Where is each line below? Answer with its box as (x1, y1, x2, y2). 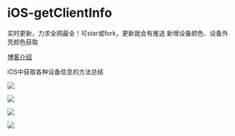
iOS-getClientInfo (7, 5, 112, 21)
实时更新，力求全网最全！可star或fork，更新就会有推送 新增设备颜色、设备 (7, 29, 222, 37)
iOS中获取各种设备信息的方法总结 (7, 67, 104, 76)
